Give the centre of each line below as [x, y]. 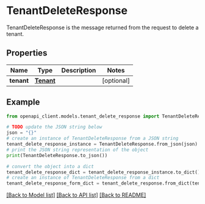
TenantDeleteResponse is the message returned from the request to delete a [103, 27]
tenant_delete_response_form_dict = [53, 183]
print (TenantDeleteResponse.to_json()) [57, 155]
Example [23, 102]
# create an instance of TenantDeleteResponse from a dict [83, 178]
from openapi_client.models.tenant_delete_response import [83, 116]
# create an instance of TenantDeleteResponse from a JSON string [92, 139]
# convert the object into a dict [50, 166]
